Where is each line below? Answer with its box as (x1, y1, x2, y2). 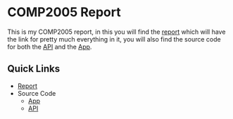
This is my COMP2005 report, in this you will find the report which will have (7, 27, 226, 36)
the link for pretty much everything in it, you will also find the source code (7, 35, 221, 43)
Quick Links (7, 63, 61, 75)
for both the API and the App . (7, 42, 92, 51)
